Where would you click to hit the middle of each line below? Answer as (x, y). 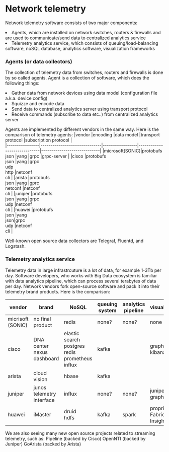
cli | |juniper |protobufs (29, 194)
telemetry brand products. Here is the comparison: (58, 291)
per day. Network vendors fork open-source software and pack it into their (82, 286)
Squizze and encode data (38, 104)
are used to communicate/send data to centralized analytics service (76, 38)
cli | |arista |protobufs (28, 178)
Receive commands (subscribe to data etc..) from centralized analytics (85, 114)
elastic (71, 333)
